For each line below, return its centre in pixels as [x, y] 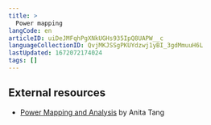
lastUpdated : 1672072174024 [56, 53]
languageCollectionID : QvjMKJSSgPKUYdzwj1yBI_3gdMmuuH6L [106, 46]
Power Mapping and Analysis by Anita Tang [92, 112]
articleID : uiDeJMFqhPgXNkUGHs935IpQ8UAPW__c [86, 38]
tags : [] [23, 61]
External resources [57, 93]
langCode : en [30, 30]
